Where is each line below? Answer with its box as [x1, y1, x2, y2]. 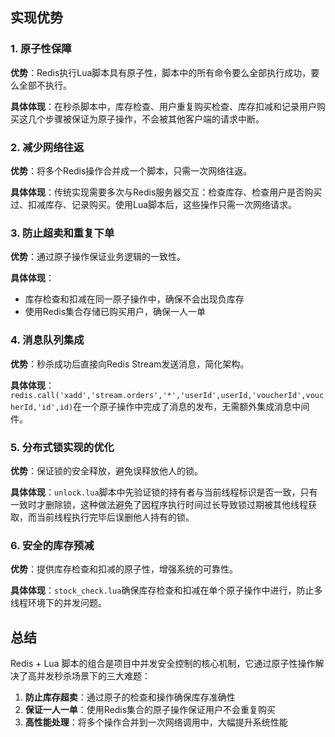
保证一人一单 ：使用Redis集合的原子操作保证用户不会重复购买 [24, 703, 277, 715]
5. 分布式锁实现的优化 [10, 440, 115, 454]
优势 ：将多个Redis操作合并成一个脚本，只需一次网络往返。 [10, 164, 253, 177]
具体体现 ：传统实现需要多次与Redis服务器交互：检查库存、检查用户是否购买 [10, 186, 323, 198]
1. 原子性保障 [10, 42, 72, 56]
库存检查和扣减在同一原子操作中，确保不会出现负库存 [24, 293, 245, 305]
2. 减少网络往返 [10, 140, 85, 154]
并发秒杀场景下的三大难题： [36, 669, 151, 682]
